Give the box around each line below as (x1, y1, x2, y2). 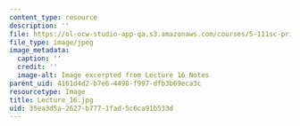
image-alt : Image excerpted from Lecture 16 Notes (17, 71, 210, 80)
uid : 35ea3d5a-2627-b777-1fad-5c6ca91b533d (9, 104, 174, 113)
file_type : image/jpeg (9, 37, 94, 47)
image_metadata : (9, 46, 70, 55)
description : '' (9, 21, 70, 30)
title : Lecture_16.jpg (9, 95, 94, 105)
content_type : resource (9, 12, 98, 22)
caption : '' (17, 54, 62, 63)
